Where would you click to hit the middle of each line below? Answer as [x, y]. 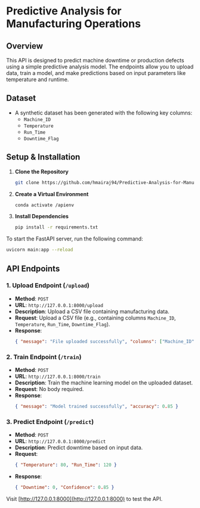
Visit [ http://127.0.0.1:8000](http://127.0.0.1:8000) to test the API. [84, 498]
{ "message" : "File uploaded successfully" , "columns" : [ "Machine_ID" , [106, 341]
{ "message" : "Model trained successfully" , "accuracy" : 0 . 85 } [96, 406]
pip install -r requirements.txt [56, 227]
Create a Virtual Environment [52, 194]
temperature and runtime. [38, 79]
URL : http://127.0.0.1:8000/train [58, 376]
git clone [27, 182]
